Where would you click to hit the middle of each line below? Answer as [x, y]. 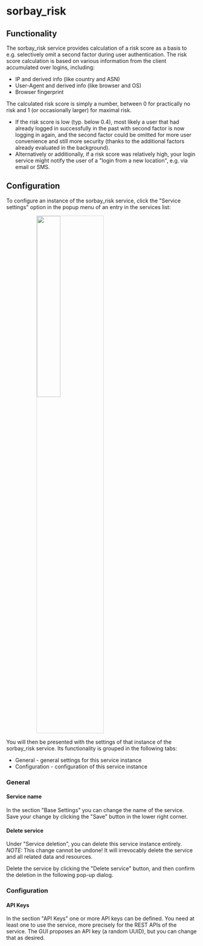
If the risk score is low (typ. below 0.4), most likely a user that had [97, 122]
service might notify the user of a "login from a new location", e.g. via [101, 161]
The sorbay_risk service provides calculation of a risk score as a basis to [97, 48]
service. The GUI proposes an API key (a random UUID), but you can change [101, 931]
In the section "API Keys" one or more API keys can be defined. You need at [100, 919]
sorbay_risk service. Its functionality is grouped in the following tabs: [92, 748]
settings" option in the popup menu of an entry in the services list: [89, 207]
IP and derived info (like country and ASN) [67, 79]
